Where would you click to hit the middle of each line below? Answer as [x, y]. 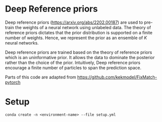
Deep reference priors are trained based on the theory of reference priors [79, 52]
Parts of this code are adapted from [41, 77]
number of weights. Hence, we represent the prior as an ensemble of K [76, 38]
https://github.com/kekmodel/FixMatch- [117, 77]
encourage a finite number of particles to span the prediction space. [73, 68]
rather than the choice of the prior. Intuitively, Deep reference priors [73, 62]
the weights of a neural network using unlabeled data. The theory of [83, 27]
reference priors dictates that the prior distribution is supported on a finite [79, 32]
